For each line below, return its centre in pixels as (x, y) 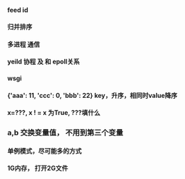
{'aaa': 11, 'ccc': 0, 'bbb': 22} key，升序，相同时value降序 (92, 95)
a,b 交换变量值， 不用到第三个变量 (65, 132)
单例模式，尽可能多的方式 (44, 151)
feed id (18, 10)
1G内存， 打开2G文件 (38, 168)
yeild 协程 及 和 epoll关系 (43, 62)
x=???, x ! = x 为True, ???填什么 (54, 113)
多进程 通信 (24, 44)
